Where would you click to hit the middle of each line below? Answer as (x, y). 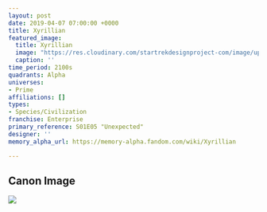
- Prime (21, 90)
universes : (26, 82)
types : (19, 104)
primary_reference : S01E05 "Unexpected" (76, 127)
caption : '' (35, 61)
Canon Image (42, 181)
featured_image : (35, 38)
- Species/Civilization (48, 112)
